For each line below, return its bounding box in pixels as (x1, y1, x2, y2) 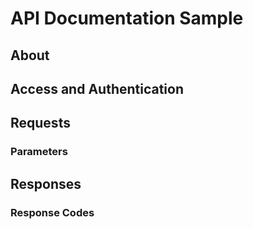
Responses (10, 175, 82, 192)
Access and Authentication (10, 80, 185, 97)
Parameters (10, 145, 68, 159)
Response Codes (10, 205, 95, 219)
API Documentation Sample (10, 7, 244, 30)
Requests (10, 115, 71, 132)
